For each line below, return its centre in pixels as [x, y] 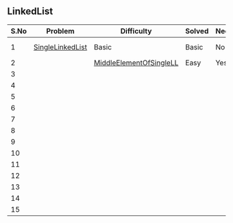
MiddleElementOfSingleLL [136, 63]
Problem [60, 31]
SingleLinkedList [60, 47]
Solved [197, 31]
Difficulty [136, 31]
